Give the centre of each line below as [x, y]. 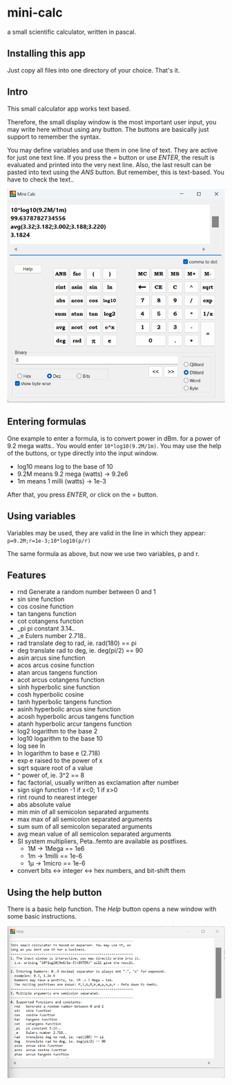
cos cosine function [45, 606]
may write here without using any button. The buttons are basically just [108, 129]
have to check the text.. [41, 179]
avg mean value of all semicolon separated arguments [94, 834]
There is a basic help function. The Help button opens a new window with [112, 909]
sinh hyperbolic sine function [58, 687]
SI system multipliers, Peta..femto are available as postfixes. [103, 841]
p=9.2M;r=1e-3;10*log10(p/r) [49, 541]
